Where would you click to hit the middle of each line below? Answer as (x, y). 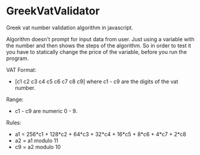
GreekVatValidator (53, 11)
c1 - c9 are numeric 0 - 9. (46, 111)
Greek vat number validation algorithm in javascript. (70, 28)
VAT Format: (21, 69)
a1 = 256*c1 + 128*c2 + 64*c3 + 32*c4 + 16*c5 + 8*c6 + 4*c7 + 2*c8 (101, 134)
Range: (15, 99)
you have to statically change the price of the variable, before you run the (96, 51)
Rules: (14, 122)
